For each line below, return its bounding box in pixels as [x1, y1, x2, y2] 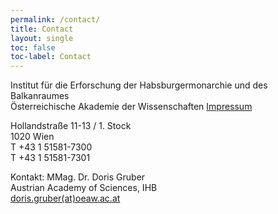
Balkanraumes [10, 90, 70, 102]
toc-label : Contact [10, 52, 92, 62]
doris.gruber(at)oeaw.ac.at [10, 192, 121, 205]
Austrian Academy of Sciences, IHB [10, 182, 158, 194]
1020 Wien [10, 131, 55, 143]
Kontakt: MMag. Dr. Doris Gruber [10, 171, 146, 183]
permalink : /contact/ [10, 14, 101, 25]
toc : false [10, 42, 56, 53]
